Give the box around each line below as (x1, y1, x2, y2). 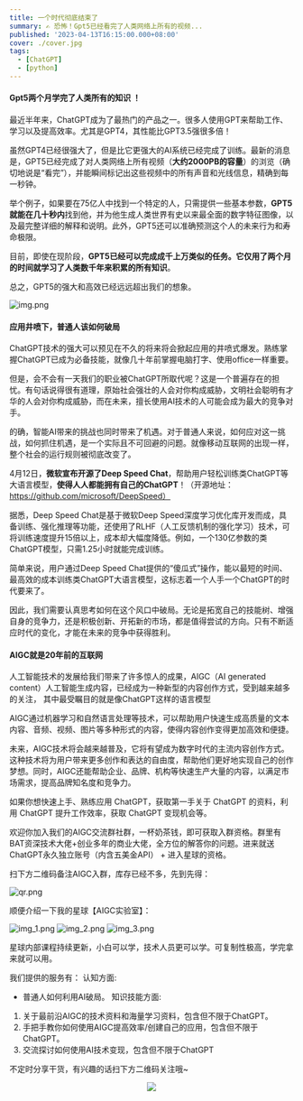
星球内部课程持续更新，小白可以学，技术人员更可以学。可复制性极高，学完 (9, 942, 286, 953)
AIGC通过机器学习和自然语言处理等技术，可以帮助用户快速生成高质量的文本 (9, 713, 290, 724)
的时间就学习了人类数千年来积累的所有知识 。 (9, 263, 176, 273)
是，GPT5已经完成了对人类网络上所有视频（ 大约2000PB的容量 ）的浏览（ (9, 156, 283, 167)
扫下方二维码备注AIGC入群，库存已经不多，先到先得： (9, 868, 211, 880)
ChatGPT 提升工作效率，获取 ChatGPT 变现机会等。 (19, 808, 212, 819)
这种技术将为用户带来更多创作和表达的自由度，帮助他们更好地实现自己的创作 (9, 754, 294, 765)
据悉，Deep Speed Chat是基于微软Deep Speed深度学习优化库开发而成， (9, 510, 280, 521)
